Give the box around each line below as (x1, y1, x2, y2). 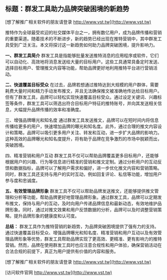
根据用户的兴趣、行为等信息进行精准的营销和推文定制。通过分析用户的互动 (5, 159, 158, 165)
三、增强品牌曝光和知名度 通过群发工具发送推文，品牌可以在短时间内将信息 (5, 117, 159, 123)
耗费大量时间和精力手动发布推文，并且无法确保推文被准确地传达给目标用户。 (5, 88, 162, 93)
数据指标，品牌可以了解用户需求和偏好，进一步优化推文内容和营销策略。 (13, 165, 162, 171)
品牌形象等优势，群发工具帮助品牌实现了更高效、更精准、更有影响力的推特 (9, 236, 162, 242)
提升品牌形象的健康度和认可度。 (13, 213, 80, 219)
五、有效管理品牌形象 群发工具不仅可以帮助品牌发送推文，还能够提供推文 (5, 188, 155, 194)
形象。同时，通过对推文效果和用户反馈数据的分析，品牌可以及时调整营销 (9, 206, 158, 212)
